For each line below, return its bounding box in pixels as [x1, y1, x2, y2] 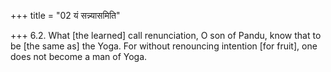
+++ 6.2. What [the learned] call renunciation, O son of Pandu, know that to [10, 30, 322, 41]
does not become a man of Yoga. [10, 51, 148, 62]
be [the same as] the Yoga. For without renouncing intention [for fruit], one [10, 40, 318, 52]
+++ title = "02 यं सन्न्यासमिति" [10, 10, 121, 21]
